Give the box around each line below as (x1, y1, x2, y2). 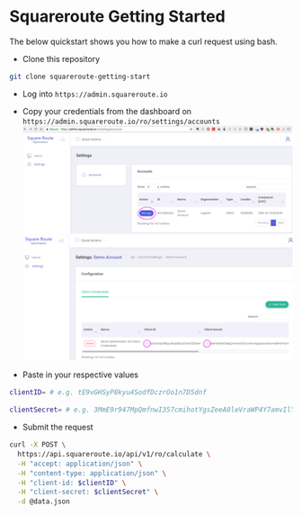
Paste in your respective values (22, 369, 139, 380)
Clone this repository (22, 53, 101, 64)
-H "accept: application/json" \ (17, 459, 143, 468)
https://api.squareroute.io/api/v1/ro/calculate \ (17, 449, 211, 458)
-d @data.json (17, 497, 70, 506)
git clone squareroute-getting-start (9, 72, 151, 81)
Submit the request (22, 421, 93, 433)
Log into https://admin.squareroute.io (22, 88, 168, 99)
